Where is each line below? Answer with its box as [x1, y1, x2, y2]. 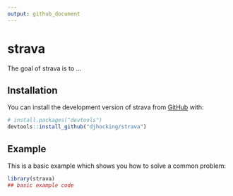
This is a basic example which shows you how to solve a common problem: [7, 161, 226, 170]
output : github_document [7, 10, 80, 18]
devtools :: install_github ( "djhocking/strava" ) [7, 123, 147, 130]
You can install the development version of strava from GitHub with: [7, 103, 204, 111]
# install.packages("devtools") [7, 117, 102, 124]
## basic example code [7, 181, 74, 189]
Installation [7, 84, 58, 96]
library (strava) [7, 175, 55, 182]
